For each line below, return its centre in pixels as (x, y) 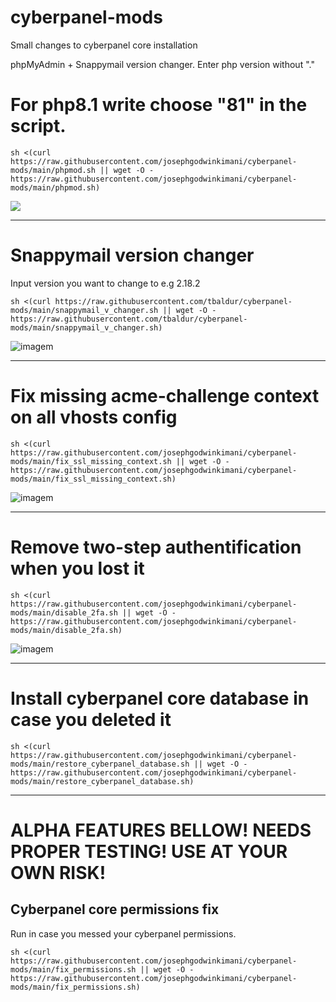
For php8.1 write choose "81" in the (159, 105)
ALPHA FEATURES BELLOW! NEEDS (161, 830)
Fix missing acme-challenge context (165, 396)
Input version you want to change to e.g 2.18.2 (105, 283)
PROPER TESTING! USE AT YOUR (149, 851)
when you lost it (77, 568)
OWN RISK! (58, 872)
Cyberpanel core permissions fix (115, 909)
